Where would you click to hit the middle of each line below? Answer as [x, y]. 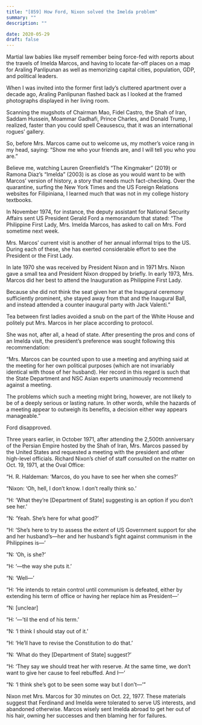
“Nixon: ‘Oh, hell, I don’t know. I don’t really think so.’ [71, 489]
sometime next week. [33, 231]
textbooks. [20, 200]
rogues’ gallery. [26, 132]
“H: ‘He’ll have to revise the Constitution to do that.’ [70, 643]
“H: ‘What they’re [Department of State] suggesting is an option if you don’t [100, 500]
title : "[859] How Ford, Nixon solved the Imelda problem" [82, 12]
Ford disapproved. [29, 428]
